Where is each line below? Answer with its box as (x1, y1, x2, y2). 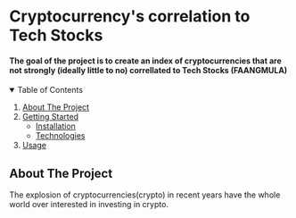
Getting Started (21, 112, 78, 122)
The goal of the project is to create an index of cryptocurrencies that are (9, 55, 283, 66)
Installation (35, 121, 76, 131)
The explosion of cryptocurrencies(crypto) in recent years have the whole (9, 189, 281, 200)
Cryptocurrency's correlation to (9, 6, 251, 27)
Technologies (35, 130, 86, 141)
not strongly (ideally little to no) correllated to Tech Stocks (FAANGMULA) (9, 64, 288, 75)
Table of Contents (17, 85, 83, 96)
